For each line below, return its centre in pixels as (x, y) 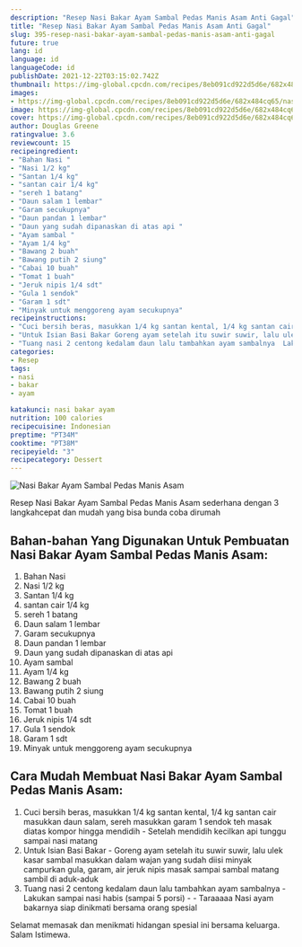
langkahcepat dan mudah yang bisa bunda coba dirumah (115, 512)
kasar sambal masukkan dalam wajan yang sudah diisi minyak (138, 860)
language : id (35, 59)
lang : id (26, 51)
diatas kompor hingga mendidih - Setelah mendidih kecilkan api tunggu (155, 831)
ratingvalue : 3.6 (43, 135)
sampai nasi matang (60, 840)
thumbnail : (30, 84)
